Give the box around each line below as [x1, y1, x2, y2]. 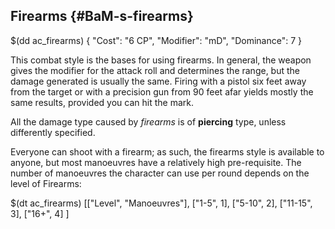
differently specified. [10, 126, 96, 138]
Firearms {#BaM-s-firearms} [10, 8, 194, 25]
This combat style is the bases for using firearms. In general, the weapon [10, 54, 312, 66]
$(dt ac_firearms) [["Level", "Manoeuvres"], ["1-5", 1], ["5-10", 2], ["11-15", [10, 197, 313, 209]
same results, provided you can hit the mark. [10, 96, 195, 108]
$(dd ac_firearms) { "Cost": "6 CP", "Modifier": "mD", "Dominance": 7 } [10, 34, 302, 46]
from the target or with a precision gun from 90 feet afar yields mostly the [10, 85, 314, 98]
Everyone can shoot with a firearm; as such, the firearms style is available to [10, 145, 325, 158]
